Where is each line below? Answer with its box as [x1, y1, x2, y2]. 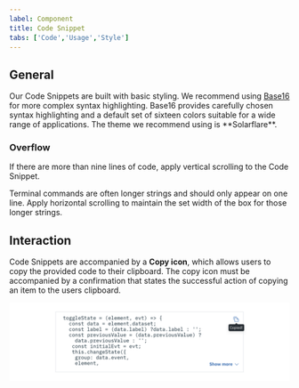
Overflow [9, 141, 51, 154]
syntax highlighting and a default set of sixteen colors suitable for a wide [9, 109, 276, 120]
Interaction [9, 232, 72, 248]
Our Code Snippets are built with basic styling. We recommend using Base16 [9, 91, 290, 101]
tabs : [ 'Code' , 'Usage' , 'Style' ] [9, 33, 129, 42]
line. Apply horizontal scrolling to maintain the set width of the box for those [9, 198, 287, 208]
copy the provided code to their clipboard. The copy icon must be [9, 266, 251, 277]
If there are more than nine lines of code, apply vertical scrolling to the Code [9, 161, 289, 173]
